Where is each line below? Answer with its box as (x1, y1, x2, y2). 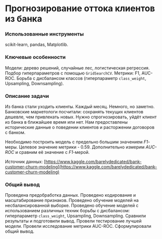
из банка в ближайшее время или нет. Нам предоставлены (5, 119, 128, 125)
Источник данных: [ (5, 159, 46, 165)
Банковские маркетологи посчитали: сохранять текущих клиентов (5, 109, 144, 115)
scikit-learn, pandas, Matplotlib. (5, 42, 68, 48)
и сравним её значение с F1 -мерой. (15, 149, 90, 155)
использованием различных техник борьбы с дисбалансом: (5, 208, 130, 214)
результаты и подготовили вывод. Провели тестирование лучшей (5, 218, 142, 224)
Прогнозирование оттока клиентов (5, 3, 155, 14)
